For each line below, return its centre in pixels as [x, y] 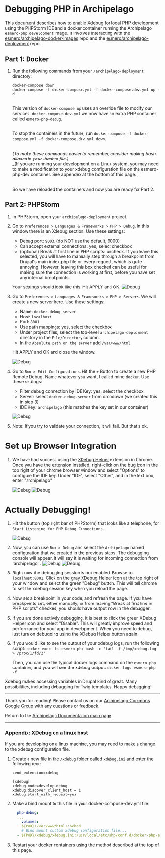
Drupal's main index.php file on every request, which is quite [81, 261]
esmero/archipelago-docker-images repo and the [55, 38]
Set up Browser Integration [61, 446]
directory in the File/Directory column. [60, 337]
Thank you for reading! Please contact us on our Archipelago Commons [78, 701]
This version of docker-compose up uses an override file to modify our [82, 108]
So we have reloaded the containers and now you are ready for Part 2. [83, 189]
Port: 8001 [29, 321]
